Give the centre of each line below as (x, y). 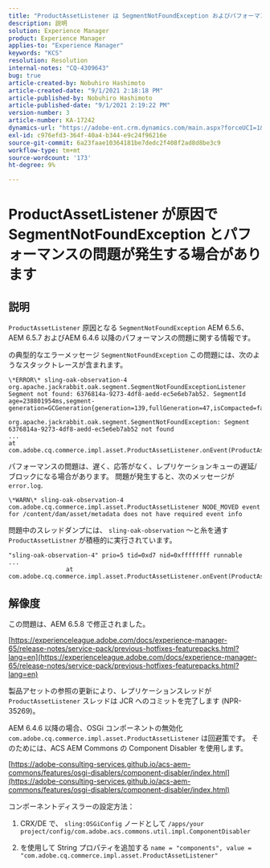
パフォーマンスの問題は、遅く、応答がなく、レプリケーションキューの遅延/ (133, 466)
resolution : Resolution (48, 61)
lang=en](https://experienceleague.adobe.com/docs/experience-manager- (133, 657)
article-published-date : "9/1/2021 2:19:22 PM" (90, 105)
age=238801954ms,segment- (51, 401)
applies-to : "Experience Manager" (66, 46)
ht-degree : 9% (32, 166)
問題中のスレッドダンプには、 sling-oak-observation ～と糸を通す (119, 530)
